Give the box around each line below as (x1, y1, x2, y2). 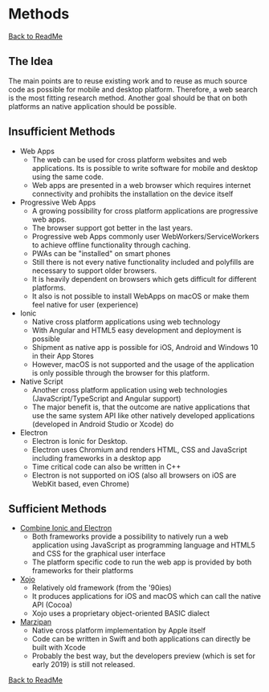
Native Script (19, 377, 63, 386)
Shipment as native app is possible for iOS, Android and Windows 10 (31, 342, 259, 352)
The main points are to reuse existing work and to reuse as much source (8, 75, 247, 85)
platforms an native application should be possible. (8, 101, 177, 111)
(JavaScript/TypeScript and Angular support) (31, 393, 181, 403)
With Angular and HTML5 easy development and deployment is (31, 325, 243, 335)
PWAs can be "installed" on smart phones (31, 248, 171, 258)
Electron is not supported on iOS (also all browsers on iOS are (31, 470, 237, 480)
